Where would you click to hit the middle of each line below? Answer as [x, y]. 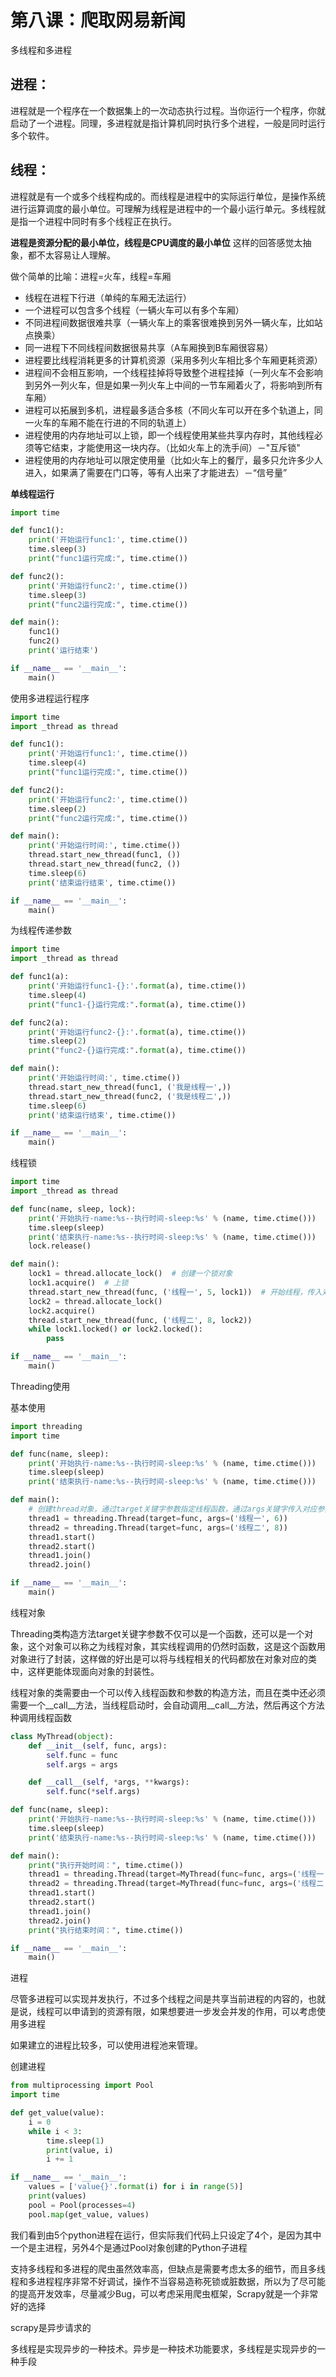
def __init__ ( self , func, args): [98, 1746]
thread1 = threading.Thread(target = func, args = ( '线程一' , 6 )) [158, 1518]
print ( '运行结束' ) [63, 651]
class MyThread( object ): [62, 1736]
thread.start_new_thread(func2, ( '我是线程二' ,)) [130, 1096]
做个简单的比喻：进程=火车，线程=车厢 [91, 276]
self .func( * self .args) [93, 1792]
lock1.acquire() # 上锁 [78, 1283]
